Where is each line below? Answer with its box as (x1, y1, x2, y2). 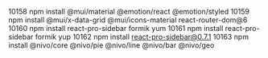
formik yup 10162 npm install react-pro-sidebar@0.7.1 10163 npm (35, 32, 249, 41)
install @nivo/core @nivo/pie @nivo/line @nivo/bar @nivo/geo (8, 41, 215, 50)
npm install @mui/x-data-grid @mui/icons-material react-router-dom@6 (8, 15, 248, 25)
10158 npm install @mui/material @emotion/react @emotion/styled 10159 (8, 7, 249, 16)
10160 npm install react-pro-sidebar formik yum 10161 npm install (8, 24, 224, 33)
